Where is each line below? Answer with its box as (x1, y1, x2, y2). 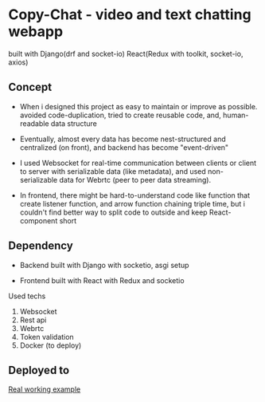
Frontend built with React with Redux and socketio (19, 275, 185, 285)
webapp (8, 22, 64, 41)
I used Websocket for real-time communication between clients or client (19, 158, 257, 167)
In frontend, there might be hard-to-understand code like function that (19, 190, 251, 200)
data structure (50, 118, 97, 128)
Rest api (19, 315, 47, 325)
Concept (8, 81, 53, 94)
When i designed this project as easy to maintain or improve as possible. (19, 101, 258, 111)
